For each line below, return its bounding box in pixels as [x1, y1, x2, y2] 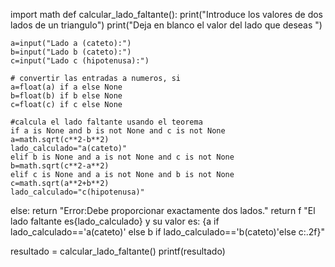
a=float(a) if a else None [10, 82, 123, 92]
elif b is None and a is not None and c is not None [10, 152, 235, 162]
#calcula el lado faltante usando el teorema [10, 117, 203, 127]
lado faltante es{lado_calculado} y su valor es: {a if [10, 215, 220, 227]
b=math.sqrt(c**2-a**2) [10, 161, 110, 171]
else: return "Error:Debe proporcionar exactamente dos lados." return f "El [10, 205, 316, 216]
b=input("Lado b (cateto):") [10, 47, 132, 57]
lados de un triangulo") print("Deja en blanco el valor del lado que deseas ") [10, 19, 323, 31]
